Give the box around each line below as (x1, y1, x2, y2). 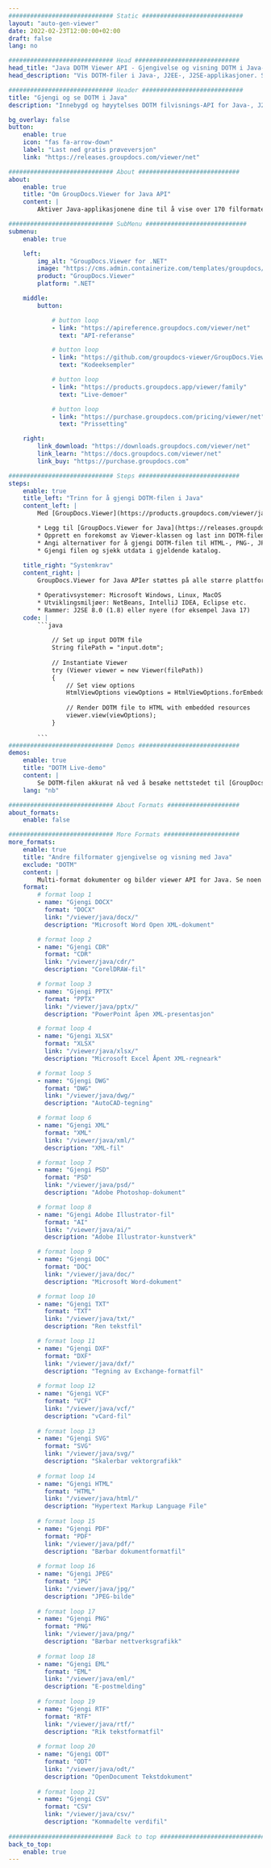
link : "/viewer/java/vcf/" (44, 1404, 135, 1412)
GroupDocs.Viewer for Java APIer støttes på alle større (37, 577, 232, 585)
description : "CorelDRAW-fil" (44, 966, 147, 974)
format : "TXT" (44, 1307, 92, 1315)
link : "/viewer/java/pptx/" (44, 1003, 139, 1011)
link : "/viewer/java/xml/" (44, 1136, 135, 1144)
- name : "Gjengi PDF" (37, 1525, 110, 1533)
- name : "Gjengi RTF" (37, 1705, 110, 1713)
